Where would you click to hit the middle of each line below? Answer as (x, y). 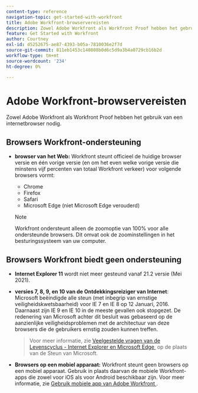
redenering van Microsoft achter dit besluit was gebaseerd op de (93, 316)
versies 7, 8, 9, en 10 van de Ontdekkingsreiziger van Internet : (92, 291)
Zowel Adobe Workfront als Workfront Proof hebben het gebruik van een (94, 117)
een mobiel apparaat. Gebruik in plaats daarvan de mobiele (86, 371)
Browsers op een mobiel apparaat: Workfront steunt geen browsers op (101, 365)
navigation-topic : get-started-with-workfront (64, 17)
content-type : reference (37, 12)
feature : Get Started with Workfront (52, 34)
